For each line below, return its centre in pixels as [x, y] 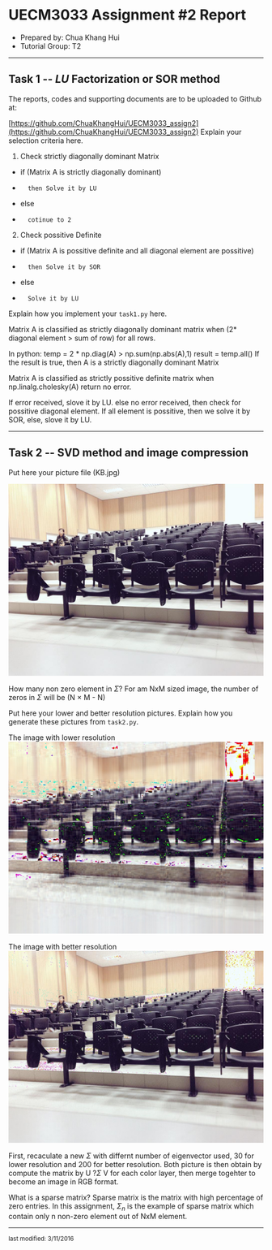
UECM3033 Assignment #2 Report [127, 15]
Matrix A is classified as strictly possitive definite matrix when [111, 378]
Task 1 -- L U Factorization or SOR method [114, 79]
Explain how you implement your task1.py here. [88, 314]
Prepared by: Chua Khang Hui [70, 37]
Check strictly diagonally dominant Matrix [89, 156]
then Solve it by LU [62, 188]
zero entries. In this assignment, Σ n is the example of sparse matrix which [131, 1207]
